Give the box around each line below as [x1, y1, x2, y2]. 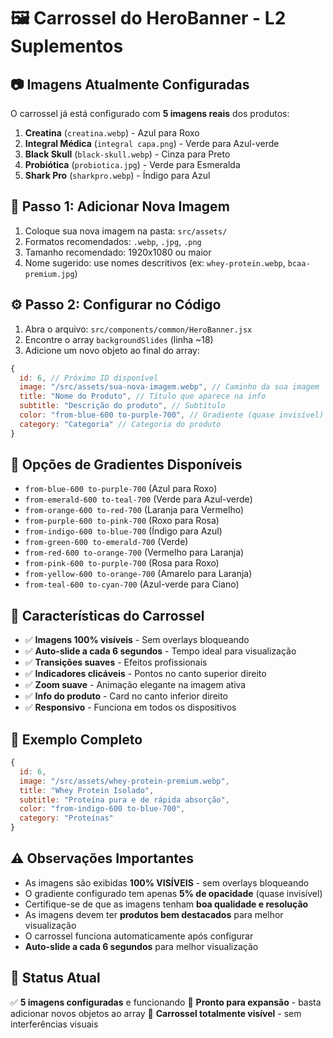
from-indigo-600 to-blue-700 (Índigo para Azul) [24, 525, 223, 537]
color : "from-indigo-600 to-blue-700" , [19, 804, 186, 814]
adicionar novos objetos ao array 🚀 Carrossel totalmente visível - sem [10, 1007, 302, 1019]
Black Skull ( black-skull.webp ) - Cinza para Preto [24, 148, 231, 160]
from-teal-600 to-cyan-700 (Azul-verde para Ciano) [24, 578, 240, 590]
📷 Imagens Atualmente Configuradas [10, 76, 250, 93]
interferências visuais [10, 1018, 99, 1030]
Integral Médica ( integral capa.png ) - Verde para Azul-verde [24, 138, 280, 149]
